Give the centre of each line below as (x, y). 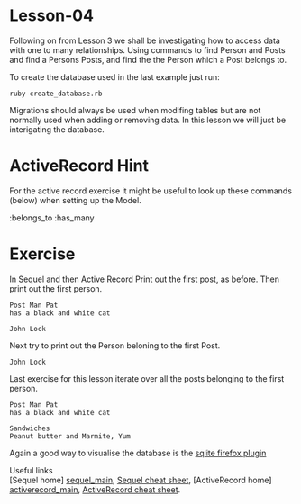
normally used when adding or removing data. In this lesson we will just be (148, 120)
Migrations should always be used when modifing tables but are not (135, 110)
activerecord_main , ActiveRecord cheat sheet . (95, 489)
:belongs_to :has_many (52, 218)
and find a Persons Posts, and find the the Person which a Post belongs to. (148, 59)
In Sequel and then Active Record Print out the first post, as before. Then (144, 279)
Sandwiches (30, 428)
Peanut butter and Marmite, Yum (70, 436)
